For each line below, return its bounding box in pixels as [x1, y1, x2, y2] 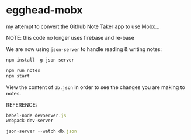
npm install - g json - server [6, 57, 75, 63]
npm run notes [6, 67, 41, 73]
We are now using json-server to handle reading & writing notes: [6, 45, 162, 53]
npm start [6, 73, 30, 79]
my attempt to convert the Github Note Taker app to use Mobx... [6, 23, 160, 30]
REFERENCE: [6, 101, 37, 108]
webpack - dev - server [6, 118, 54, 124]
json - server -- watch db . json [6, 128, 77, 135]
